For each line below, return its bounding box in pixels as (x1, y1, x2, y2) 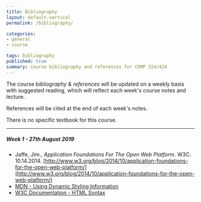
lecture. (6, 93, 25, 100)
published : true (6, 58, 47, 64)
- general (6, 37, 31, 43)
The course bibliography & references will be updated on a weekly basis (6, 80, 184, 88)
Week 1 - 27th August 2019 (6, 135, 75, 143)
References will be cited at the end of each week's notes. (6, 104, 148, 111)
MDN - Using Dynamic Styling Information (14, 182, 118, 189)
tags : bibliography (6, 53, 55, 59)
